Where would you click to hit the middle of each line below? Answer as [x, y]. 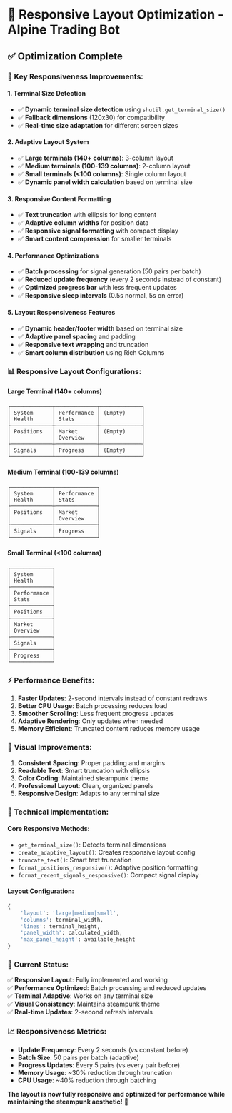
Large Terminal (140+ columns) [55, 391]
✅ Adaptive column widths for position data [83, 223]
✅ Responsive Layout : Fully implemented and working [87, 980]
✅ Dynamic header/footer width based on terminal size [100, 328]
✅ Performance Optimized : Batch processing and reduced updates [107, 988]
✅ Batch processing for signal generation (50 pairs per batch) [109, 271]
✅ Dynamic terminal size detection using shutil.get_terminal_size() [122, 109]
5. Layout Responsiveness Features [61, 312]
